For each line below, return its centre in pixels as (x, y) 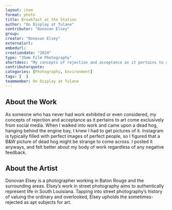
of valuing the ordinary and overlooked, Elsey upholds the (66, 197)
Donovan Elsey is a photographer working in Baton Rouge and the (75, 181)
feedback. (16, 152)
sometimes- (141, 197)
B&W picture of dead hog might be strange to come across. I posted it (79, 142)
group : (12, 34)
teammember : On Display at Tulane (42, 81)
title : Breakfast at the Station (41, 19)
